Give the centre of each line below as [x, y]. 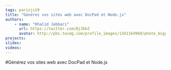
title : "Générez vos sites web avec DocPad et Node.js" [66, 15]
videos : [13, 48]
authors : [15, 19]
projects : [16, 39]
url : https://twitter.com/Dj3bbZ [54, 29]
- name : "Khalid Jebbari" [42, 24]
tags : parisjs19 [22, 10]
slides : [13, 43]
